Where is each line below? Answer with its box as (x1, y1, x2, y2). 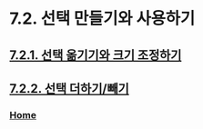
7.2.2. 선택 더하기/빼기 (9, 81, 129, 96)
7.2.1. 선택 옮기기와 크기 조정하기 (9, 47, 182, 63)
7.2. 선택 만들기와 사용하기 (9, 8, 196, 29)
